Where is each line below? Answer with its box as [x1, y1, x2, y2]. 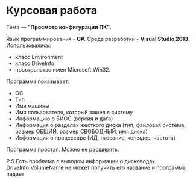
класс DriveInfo [14, 60, 55, 67]
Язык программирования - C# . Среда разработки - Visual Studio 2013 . [6, 35, 190, 42]
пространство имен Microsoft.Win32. [14, 66, 111, 73]
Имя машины [14, 102, 49, 109]
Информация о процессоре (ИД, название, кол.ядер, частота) [14, 134, 176, 141]
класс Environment [14, 53, 63, 60]
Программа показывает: [6, 78, 70, 85]
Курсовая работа [6, 4, 98, 17]
